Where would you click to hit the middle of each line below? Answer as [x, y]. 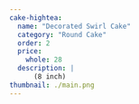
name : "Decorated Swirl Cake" [74, 26]
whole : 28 [44, 60]
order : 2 [34, 43]
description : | [46, 69]
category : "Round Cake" [62, 34]
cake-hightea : [36, 18]
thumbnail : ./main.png [52, 85]
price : [30, 52]
